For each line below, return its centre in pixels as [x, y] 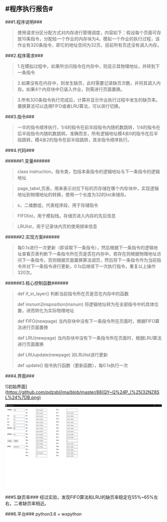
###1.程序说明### [24, 22]
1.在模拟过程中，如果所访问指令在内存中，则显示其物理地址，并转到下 [88, 66]
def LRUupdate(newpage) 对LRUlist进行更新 [62, 354]
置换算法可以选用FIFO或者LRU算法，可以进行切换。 [70, 106]
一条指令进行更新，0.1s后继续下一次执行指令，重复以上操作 [95, 266]
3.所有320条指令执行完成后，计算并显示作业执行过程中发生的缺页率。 [89, 100]
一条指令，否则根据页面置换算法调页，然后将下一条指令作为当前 [91, 260]
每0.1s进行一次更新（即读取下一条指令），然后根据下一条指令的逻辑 [85, 247]
